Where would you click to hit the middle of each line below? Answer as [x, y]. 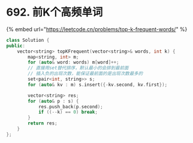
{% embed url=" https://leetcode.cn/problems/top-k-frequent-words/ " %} [97, 29]
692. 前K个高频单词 [55, 12]
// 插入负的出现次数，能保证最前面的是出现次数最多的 [85, 74]
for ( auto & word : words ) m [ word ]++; [73, 63]
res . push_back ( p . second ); [70, 107]
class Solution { [28, 40]
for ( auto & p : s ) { [53, 101]
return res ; [43, 123]
